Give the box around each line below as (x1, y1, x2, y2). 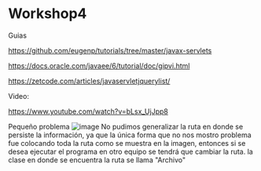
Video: (8, 91, 30, 100)
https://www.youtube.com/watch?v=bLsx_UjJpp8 (8, 107, 169, 116)
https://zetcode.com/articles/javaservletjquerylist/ (8, 76, 171, 85)
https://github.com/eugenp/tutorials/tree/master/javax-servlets (8, 45, 212, 55)
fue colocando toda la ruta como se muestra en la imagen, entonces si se (8, 138, 246, 147)
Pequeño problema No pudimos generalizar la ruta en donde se (8, 122, 244, 131)
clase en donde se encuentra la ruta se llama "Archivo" (8, 155, 186, 165)
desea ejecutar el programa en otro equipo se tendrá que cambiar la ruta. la (8, 147, 253, 156)
